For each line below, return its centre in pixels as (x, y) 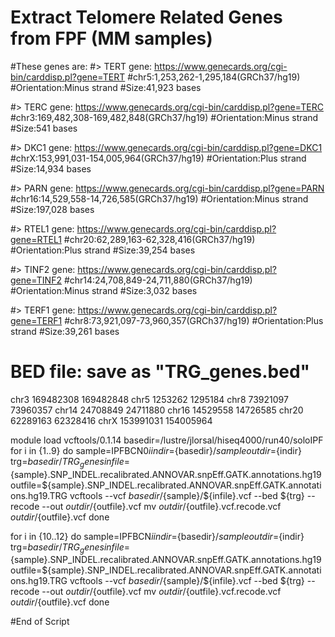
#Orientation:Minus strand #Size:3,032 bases (104, 290)
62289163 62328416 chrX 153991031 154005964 (111, 420)
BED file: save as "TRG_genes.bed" (160, 372)
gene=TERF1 (36, 320)
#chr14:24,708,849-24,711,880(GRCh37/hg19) (158, 280)
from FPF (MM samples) (111, 38)
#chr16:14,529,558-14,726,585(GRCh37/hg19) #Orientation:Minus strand (159, 198)
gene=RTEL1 (36, 239)
